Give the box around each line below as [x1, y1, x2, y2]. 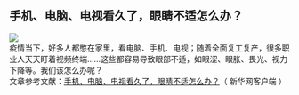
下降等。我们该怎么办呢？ [9, 65, 103, 75]
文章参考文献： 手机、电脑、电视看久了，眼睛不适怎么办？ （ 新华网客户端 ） [9, 75, 287, 86]
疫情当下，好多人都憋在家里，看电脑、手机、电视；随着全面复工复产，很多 [9, 43, 282, 53]
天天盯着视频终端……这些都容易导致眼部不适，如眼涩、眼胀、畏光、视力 [24, 53, 288, 64]
